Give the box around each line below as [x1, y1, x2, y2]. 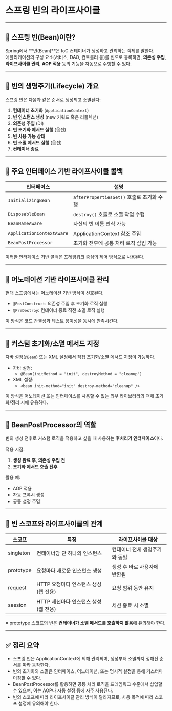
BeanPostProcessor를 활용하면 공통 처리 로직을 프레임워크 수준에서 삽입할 [12, 681, 163, 687]
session [8, 601, 27, 608]
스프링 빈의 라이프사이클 [5, 5, 101, 16]
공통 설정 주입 [12, 498, 40, 504]
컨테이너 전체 [112, 546, 142, 553]
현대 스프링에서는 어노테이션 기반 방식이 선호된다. [5, 290, 104, 296]
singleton [8, 549, 30, 556]
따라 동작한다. [22, 662, 50, 668]
